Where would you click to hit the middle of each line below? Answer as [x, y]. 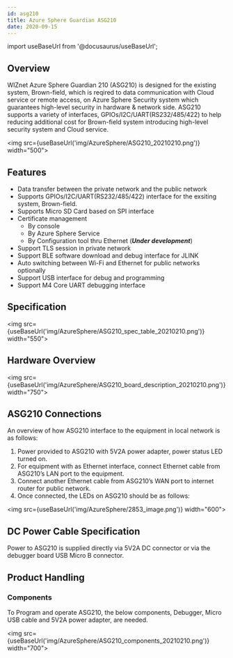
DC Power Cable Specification [74, 531]
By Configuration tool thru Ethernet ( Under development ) [110, 241]
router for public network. [54, 489]
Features [27, 172]
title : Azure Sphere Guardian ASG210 [62, 20]
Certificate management [52, 219]
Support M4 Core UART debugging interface [81, 285]
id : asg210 [23, 14]
